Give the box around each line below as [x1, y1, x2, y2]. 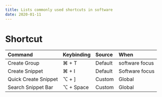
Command [7, 51, 33, 58]
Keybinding [62, 51, 91, 58]
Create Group [7, 60, 40, 67]
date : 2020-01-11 [5, 12, 41, 17]
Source [95, 51, 113, 58]
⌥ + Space [62, 84, 89, 91]
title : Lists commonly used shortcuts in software [5, 7, 113, 12]
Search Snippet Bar [7, 84, 53, 91]
